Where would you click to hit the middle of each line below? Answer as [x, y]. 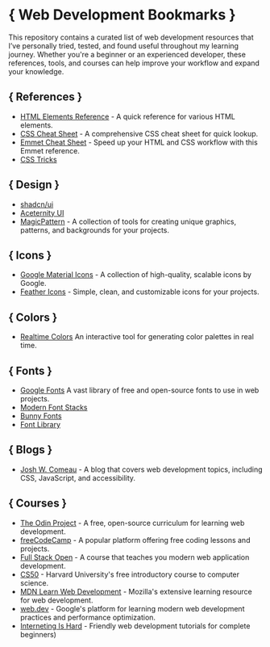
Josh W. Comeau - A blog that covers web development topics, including [141, 469]
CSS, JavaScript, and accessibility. [77, 477]
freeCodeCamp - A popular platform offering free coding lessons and [135, 540]
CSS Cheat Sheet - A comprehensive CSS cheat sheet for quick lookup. [139, 133]
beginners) [38, 634]
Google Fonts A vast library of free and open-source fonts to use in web [139, 390]
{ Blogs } [31, 450]
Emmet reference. [50, 150]
